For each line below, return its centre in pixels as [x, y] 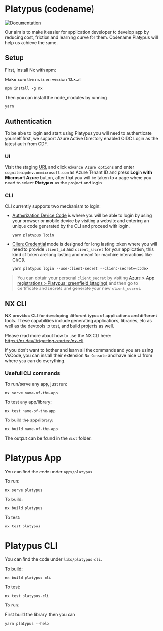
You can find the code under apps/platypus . [49, 472]
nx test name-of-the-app [30, 411]
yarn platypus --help [27, 624]
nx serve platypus [24, 490]
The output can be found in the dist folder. [48, 438]
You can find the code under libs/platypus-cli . [54, 559]
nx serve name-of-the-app [31, 393]
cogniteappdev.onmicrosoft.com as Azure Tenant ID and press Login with [79, 172]
